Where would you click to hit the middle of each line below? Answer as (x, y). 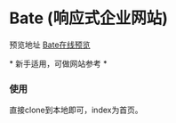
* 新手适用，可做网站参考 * (58, 63)
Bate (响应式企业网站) (89, 18)
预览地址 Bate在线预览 (50, 45)
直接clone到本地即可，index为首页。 (76, 110)
